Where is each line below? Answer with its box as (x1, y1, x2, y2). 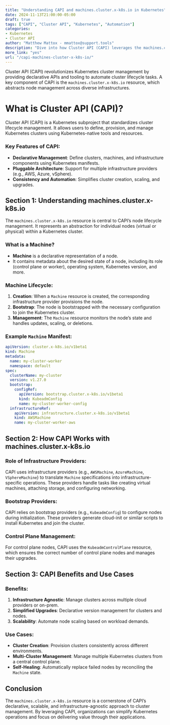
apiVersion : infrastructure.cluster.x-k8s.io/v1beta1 (14, 410, 130, 416)
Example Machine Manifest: (5, 333, 72, 340)
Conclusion (5, 684, 42, 693)
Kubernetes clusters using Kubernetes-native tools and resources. (5, 130, 144, 136)
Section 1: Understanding (5, 196, 87, 205)
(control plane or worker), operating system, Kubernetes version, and (12, 263, 157, 269)
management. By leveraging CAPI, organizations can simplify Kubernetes (5, 709, 158, 715)
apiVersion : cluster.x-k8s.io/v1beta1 (5, 344, 87, 350)
